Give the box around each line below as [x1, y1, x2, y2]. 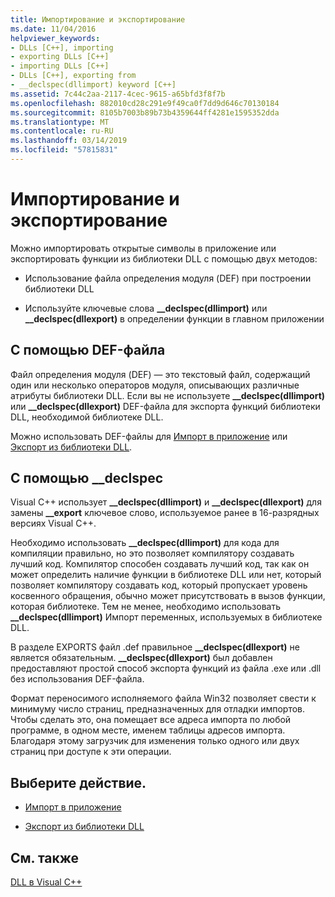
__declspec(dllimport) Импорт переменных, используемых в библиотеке [10, 611, 323, 623]
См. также [10, 849, 80, 866]
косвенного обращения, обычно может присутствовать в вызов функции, [10, 590, 326, 602]
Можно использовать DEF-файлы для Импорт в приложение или [10, 430, 288, 442]
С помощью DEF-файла [10, 342, 166, 359]
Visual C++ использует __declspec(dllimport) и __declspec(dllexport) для [10, 496, 322, 508]
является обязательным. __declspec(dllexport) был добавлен [10, 652, 273, 664]
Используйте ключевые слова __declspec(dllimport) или [24, 302, 268, 314]
